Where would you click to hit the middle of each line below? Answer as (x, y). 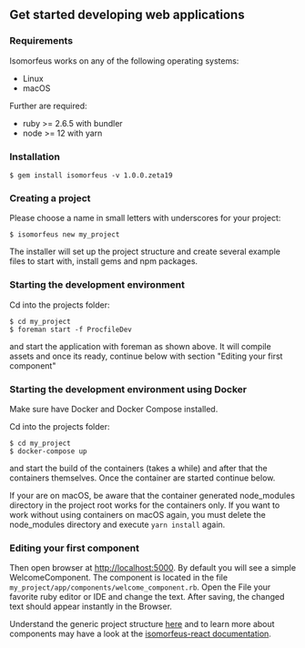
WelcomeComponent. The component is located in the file (119, 578)
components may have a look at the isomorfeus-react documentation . (140, 634)
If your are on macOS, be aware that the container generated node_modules (152, 495)
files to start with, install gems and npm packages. (104, 261)
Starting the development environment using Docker (128, 389)
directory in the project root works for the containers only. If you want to (145, 505)
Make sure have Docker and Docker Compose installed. (114, 409)
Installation (35, 157)
